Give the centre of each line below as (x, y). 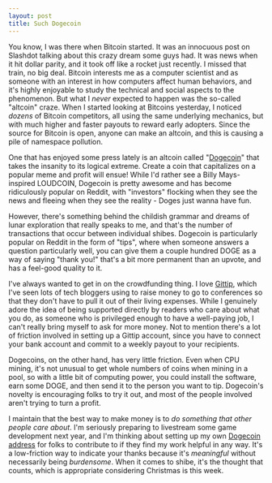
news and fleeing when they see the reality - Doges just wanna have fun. (130, 201)
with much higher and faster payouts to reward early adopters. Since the (130, 124)
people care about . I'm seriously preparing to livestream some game (123, 427)
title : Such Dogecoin (45, 24)
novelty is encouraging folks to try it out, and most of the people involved (130, 394)
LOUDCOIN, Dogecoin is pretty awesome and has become (134, 183)
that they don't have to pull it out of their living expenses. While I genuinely (133, 300)
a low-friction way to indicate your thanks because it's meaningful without (132, 453)
